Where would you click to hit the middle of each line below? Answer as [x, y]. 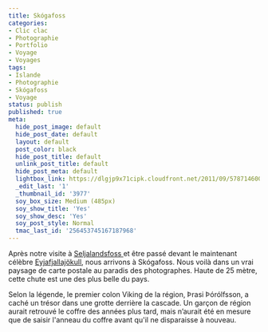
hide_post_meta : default [57, 172]
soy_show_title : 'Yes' [53, 208]
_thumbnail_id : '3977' [53, 194]
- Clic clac [28, 30]
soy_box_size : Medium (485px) [65, 201]
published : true [35, 113]
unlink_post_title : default [62, 164]
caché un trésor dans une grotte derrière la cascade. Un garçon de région [130, 303]
